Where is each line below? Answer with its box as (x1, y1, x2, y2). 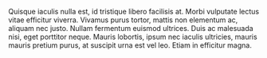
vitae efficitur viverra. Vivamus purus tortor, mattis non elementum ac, (8, 15, 238, 25)
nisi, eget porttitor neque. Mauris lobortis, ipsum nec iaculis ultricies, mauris (8, 32, 257, 41)
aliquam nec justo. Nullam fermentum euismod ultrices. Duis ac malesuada (8, 24, 253, 33)
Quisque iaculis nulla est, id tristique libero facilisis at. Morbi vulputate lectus (8, 7, 260, 16)
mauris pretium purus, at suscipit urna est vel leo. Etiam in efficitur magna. (8, 41, 253, 50)
